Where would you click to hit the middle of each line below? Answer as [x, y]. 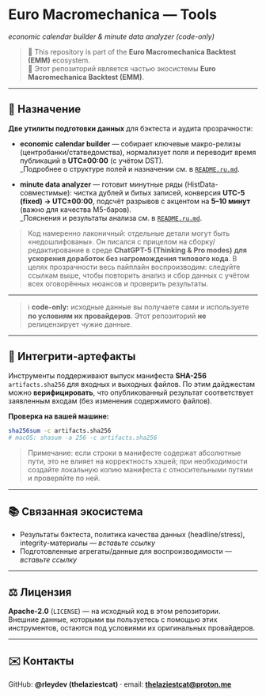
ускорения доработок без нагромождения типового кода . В [132, 258]
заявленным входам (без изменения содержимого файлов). [110, 400]
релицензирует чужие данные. [80, 324]
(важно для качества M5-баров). [76, 209]
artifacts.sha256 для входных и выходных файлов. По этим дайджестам [132, 384]
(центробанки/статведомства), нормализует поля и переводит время [138, 152]
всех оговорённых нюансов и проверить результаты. [118, 283]
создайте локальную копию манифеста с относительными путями [140, 470]
